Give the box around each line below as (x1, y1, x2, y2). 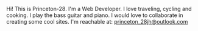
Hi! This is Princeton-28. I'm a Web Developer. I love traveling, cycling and (6, 5, 192, 12)
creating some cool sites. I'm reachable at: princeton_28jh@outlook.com (6, 18, 188, 25)
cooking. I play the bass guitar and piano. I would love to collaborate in (6, 12, 183, 19)
